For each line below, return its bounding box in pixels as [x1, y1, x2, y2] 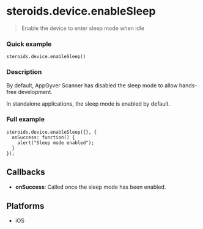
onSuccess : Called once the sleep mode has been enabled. [15, 183, 166, 191]
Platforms [6, 201, 45, 211]
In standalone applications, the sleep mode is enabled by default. [6, 100, 171, 107]
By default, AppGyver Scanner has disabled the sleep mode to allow [6, 81, 179, 89]
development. [18, 88, 53, 95]
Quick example [6, 40, 52, 48]
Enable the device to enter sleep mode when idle [21, 24, 145, 32]
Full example [6, 115, 45, 123]
